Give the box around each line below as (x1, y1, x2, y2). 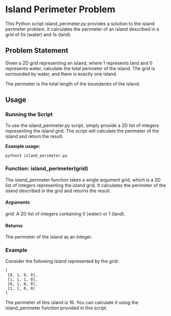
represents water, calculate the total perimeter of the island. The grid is (5, 65, 155, 71)
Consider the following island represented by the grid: (5, 258, 119, 264)
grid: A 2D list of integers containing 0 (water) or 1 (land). (5, 210, 125, 217)
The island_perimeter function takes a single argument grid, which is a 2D (5, 177, 161, 183)
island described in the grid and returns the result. (5, 187, 111, 194)
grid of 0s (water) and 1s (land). (5, 31, 72, 37)
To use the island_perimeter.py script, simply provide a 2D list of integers (5, 122, 159, 129)
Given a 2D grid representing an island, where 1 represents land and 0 (5, 60, 153, 66)
